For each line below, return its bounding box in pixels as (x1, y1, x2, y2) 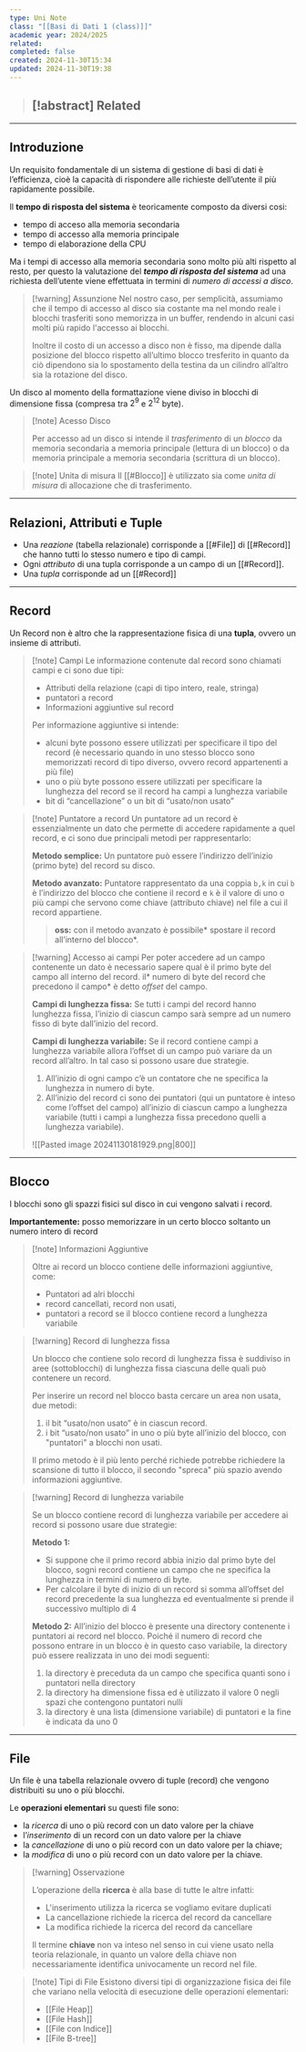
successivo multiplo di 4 (45, 1603, 137, 1614)
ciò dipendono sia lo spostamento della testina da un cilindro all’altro (31, 359, 289, 370)
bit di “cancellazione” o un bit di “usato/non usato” (45, 795, 235, 806)
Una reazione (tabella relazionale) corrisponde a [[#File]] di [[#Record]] (22, 539, 291, 550)
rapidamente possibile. (9, 184, 96, 195)
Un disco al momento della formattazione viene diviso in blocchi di (9, 386, 259, 397)
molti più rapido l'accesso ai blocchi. (31, 321, 170, 333)
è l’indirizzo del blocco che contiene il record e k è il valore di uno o (31, 887, 285, 898)
